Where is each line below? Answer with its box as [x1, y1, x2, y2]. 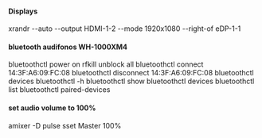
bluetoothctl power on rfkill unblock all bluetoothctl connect [8, 59, 204, 69]
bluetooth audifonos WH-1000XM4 [8, 42, 128, 52]
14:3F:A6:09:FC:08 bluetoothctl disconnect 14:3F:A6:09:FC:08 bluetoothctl [8, 68, 255, 78]
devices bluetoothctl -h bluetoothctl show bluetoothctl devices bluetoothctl [8, 76, 255, 86]
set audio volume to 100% [8, 103, 96, 113]
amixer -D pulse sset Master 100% [8, 121, 122, 130]
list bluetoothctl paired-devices [8, 85, 111, 94]
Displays [8, 6, 38, 16]
